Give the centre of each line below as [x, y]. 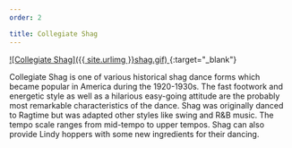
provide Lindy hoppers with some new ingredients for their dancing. [134, 134]
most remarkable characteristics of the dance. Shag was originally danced [146, 105]
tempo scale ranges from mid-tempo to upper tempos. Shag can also [137, 124]
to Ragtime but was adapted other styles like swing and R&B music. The [142, 115]
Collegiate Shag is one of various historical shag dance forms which [135, 76]
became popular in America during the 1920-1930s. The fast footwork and [146, 86]
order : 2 [26, 17]
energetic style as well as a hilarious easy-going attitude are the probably [145, 96]
